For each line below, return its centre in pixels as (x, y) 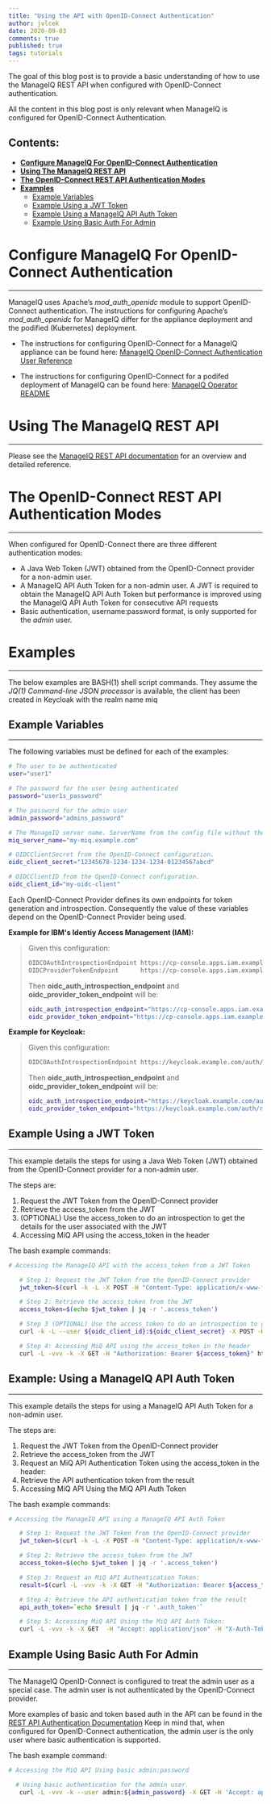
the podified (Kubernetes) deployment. (73, 328)
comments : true (34, 38)
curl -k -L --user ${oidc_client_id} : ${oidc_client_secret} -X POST (136, 1332)
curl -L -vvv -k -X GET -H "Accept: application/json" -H (120, 1629)
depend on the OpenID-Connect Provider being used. (98, 917)
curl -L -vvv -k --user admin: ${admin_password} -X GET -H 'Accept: (136, 1792)
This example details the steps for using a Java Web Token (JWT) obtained (133, 1161)
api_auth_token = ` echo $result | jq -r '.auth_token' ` (111, 1607)
